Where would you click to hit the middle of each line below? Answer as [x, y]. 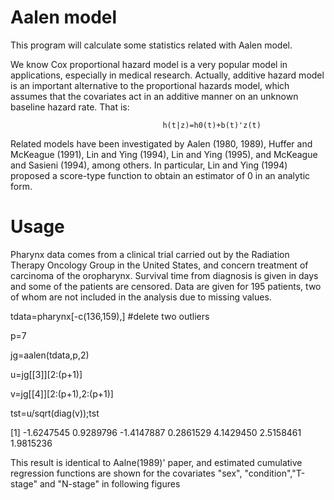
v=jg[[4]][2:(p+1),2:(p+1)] [62, 393]
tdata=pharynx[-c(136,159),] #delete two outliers [110, 316]
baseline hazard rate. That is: [70, 107]
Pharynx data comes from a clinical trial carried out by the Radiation [150, 254]
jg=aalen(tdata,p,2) [50, 355]
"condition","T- [275, 473]
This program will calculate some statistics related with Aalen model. [151, 45]
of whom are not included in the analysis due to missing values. [141, 297]
